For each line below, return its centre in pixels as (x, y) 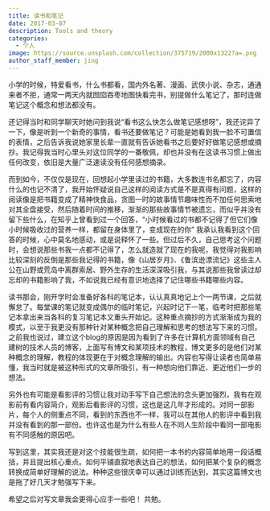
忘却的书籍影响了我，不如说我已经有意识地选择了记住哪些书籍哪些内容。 (128, 279)
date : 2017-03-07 (37, 23)
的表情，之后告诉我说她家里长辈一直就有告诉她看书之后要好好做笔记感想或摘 (135, 142)
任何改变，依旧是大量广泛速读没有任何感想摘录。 (89, 162)
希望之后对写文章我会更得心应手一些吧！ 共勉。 (87, 499)
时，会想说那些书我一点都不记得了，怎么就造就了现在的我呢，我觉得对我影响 (135, 249)
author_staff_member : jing (53, 61)
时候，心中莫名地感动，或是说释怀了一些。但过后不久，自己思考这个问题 (142, 239)
